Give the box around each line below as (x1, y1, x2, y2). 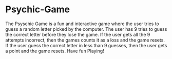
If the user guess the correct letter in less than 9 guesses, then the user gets (5, 42, 167, 48)
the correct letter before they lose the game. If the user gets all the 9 (5, 31, 150, 37)
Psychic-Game (5, 4, 70, 15)
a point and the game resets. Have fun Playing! (5, 48, 104, 54)
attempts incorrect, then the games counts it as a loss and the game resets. (5, 37, 165, 43)
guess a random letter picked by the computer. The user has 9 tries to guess (5, 26, 167, 32)
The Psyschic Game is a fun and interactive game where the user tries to (5, 21, 159, 27)
